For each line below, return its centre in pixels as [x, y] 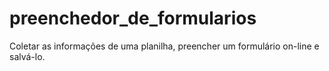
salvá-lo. [27, 56]
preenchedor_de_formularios [133, 18]
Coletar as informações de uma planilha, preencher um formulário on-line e [164, 46]
